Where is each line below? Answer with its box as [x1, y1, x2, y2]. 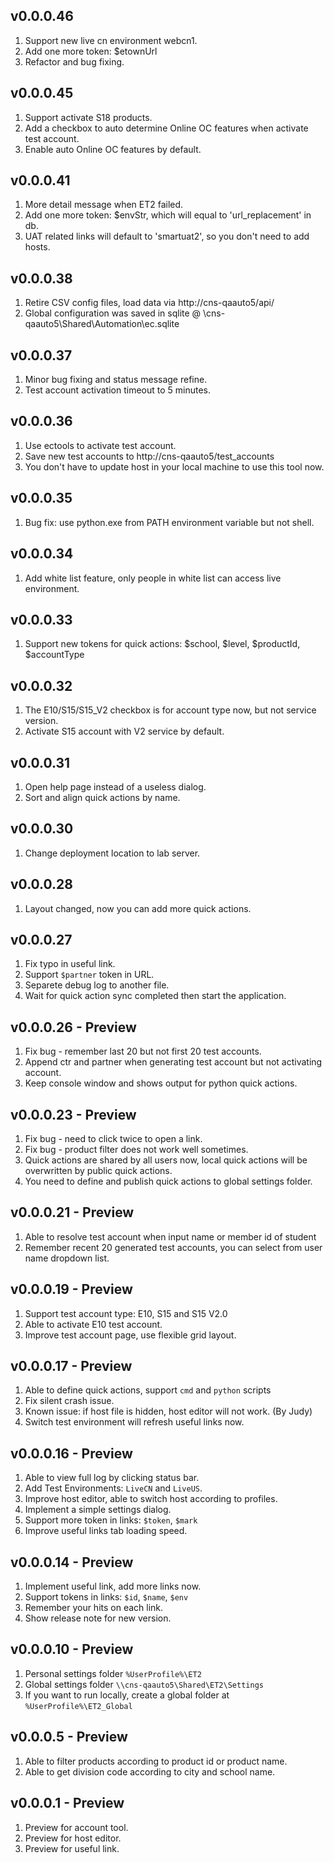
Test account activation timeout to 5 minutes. [24, 384, 212, 396]
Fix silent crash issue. [24, 1395, 115, 1407]
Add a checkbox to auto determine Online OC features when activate [24, 122, 309, 134]
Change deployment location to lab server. [24, 847, 201, 859]
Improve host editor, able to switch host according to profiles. [24, 1493, 278, 1505]
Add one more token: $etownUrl [24, 45, 158, 57]
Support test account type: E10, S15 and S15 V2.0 [24, 1307, 228, 1319]
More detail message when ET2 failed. [24, 199, 184, 211]
